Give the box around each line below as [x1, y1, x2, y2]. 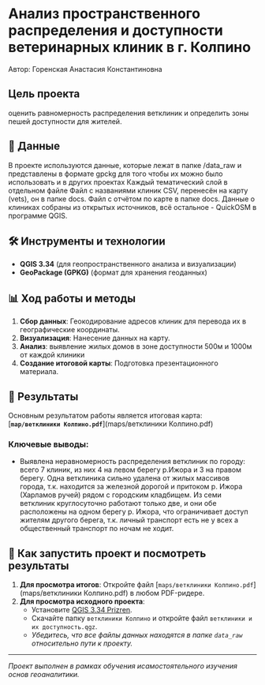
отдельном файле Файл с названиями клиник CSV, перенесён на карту [8, 185, 248, 195]
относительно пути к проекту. [31, 638, 133, 648]
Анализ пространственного [8, 5, 201, 23]
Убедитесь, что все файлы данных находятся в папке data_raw [31, 631, 243, 640]
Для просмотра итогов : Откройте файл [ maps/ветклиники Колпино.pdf [19, 580, 254, 590]
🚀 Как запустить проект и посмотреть [8, 546, 207, 560]
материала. [19, 367, 59, 376]
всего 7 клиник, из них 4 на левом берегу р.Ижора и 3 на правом [19, 465, 242, 474]
